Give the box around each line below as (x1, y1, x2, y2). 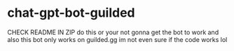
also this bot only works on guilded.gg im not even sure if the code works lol (7, 35, 228, 43)
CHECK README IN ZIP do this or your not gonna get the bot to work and (7, 28, 219, 36)
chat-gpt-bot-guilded (7, 5, 135, 21)
